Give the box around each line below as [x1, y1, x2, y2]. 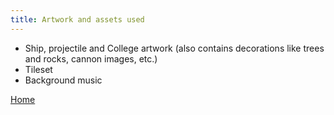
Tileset [24, 63, 53, 75]
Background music [24, 74, 103, 86]
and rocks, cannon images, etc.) [24, 52, 158, 65]
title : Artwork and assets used [10, 14, 145, 25]
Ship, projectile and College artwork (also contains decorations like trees [24, 42, 325, 54]
